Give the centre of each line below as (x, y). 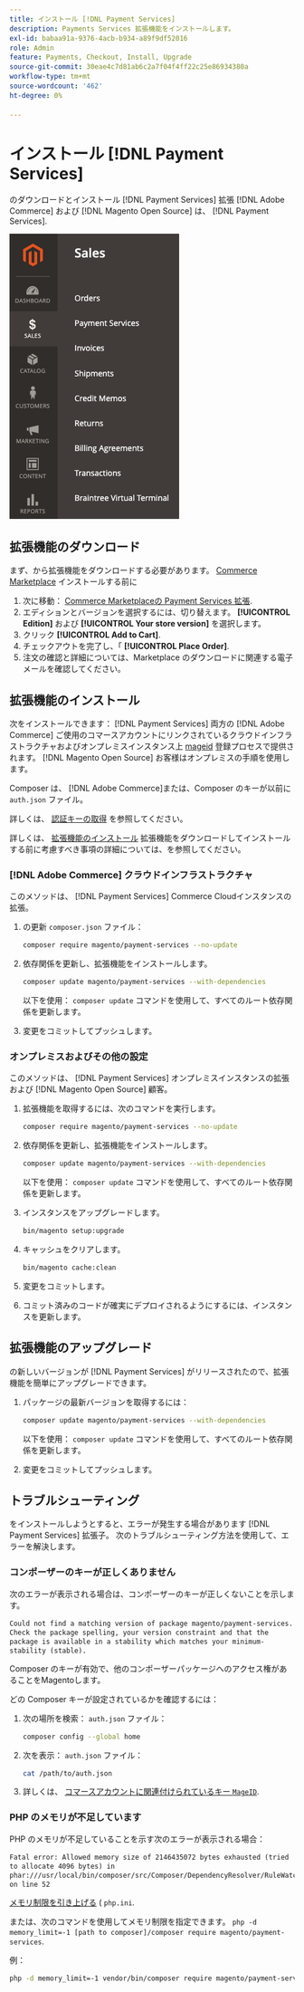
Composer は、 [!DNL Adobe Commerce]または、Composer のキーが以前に (150, 789)
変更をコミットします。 (66, 1286)
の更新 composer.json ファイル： (83, 927)
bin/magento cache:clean (69, 1268)
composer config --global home (81, 1737)
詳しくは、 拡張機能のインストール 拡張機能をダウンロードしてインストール (150, 838)
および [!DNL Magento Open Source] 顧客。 (91, 1089)
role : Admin (32, 48)
